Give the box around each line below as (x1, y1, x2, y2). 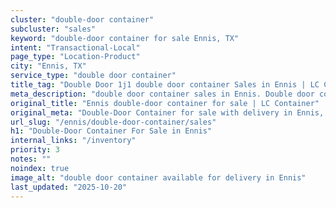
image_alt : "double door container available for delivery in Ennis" (10, 172, 307, 183)
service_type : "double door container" (10, 71, 177, 81)
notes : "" (10, 154, 52, 164)
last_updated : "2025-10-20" (10, 182, 128, 192)
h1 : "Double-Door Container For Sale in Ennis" (10, 126, 213, 136)
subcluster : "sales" (10, 24, 97, 34)
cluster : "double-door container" (10, 14, 155, 25)
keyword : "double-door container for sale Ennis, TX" (10, 33, 240, 43)
